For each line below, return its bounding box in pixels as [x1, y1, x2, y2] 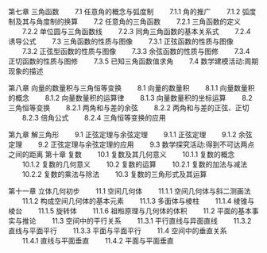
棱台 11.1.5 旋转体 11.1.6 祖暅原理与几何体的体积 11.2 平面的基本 [8, 206, 252, 216]
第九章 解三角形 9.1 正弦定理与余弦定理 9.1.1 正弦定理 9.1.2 [8, 130, 237, 139]
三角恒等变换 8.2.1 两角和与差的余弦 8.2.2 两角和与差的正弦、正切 [8, 103, 250, 113]
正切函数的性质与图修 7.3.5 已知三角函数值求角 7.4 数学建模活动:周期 [8, 56, 259, 66]
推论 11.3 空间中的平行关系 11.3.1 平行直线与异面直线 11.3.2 [21, 217, 252, 225]
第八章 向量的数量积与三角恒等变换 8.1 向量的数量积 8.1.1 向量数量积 [8, 83, 255, 93]
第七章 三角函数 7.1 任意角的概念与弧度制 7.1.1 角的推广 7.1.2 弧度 [8, 7, 257, 16]
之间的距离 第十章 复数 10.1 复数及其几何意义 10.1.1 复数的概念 [8, 150, 235, 159]
